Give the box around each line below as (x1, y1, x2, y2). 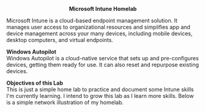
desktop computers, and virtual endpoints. (6, 37, 113, 43)
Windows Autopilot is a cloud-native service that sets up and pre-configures (6, 55, 199, 61)
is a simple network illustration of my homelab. (6, 99, 124, 106)
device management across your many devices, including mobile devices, (6, 30, 193, 37)
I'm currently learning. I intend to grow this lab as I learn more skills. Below (6, 93, 194, 99)
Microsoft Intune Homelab (69, 5, 137, 12)
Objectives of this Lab (6, 79, 63, 86)
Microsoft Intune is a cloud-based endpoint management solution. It (6, 17, 177, 24)
